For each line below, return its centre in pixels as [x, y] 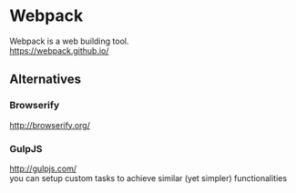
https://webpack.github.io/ [59, 50]
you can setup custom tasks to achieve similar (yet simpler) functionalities [148, 178]
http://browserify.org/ [50, 125]
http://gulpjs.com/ [43, 168]
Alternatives [46, 80]
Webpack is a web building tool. [69, 41]
